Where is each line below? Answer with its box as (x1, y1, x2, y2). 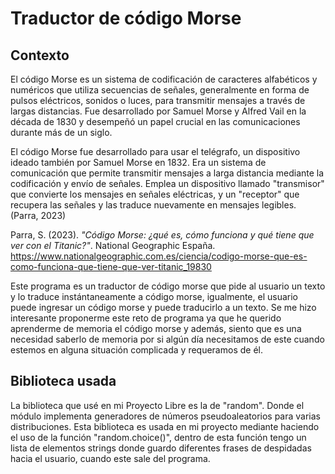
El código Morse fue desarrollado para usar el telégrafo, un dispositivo (10, 146, 301, 157)
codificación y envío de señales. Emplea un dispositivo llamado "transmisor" (10, 178, 325, 189)
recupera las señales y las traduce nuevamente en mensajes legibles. (10, 199, 297, 211)
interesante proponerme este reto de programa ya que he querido (10, 312, 282, 324)
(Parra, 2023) (10, 210, 67, 221)
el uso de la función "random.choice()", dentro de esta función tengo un (10, 431, 307, 443)
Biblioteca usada (10, 373, 117, 390)
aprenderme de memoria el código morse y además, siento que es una (10, 323, 302, 334)
